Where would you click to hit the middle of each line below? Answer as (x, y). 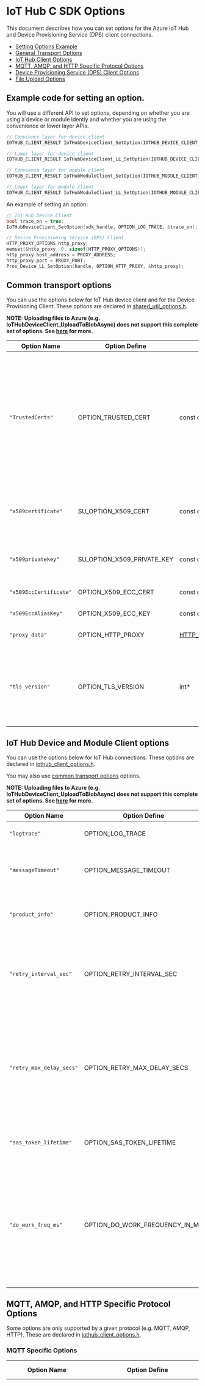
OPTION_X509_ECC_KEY (114, 613)
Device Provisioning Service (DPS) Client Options (77, 72)
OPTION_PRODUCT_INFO (121, 915)
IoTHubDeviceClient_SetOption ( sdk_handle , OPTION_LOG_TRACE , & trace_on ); (102, 227)
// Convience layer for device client (56, 137)
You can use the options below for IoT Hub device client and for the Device (101, 300)
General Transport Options (49, 52)
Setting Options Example (46, 46)
